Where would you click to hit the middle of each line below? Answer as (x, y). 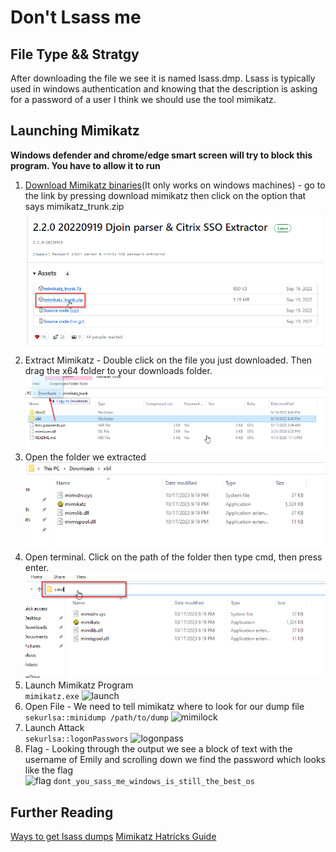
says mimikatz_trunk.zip (74, 206)
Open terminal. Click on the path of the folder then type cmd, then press (173, 557)
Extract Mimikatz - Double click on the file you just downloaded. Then (168, 360)
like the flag (49, 770)
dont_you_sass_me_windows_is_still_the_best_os (154, 782)
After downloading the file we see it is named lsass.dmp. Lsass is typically (163, 78)
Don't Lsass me (76, 17)
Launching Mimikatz (75, 131)
